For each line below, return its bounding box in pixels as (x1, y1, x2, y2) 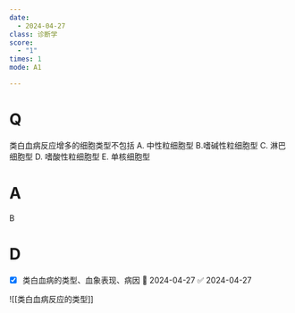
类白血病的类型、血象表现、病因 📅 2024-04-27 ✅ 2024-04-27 (21, 275, 252, 285)
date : (9, 13, 29, 22)
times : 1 (9, 55, 42, 63)
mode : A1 (9, 63, 42, 72)
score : (9, 38, 34, 47)
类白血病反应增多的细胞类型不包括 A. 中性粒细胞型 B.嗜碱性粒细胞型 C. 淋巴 (9, 140, 286, 150)
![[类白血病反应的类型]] (9, 293, 94, 304)
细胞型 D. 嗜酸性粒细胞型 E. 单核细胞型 (9, 151, 150, 162)
